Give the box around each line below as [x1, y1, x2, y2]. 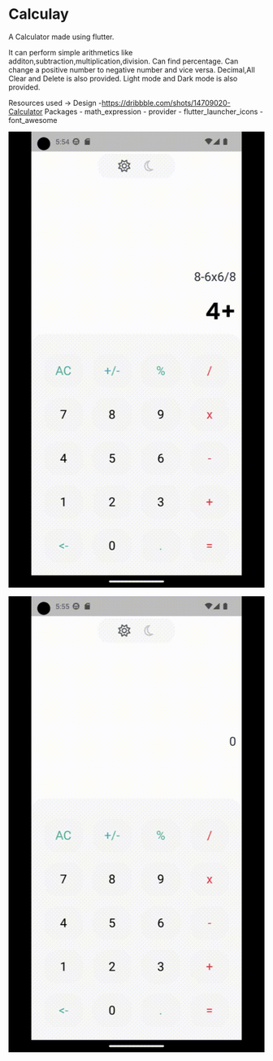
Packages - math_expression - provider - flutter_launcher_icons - [44, 107, 264, 116]
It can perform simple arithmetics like [8, 47, 133, 57]
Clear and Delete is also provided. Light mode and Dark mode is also [8, 73, 238, 83]
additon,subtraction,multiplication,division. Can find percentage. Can [8, 56, 239, 66]
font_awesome [8, 115, 58, 125]
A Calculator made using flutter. [8, 32, 115, 42]
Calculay [8, 5, 69, 24]
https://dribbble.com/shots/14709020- [101, 98, 231, 107]
